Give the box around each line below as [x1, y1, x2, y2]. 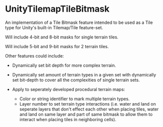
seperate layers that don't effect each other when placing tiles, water [19, 106, 159, 112]
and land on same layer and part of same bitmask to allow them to [19, 111, 153, 117]
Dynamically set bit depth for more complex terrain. [12, 62, 116, 68]
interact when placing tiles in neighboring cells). [19, 116, 116, 122]
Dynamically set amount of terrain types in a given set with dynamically [12, 72, 157, 77]
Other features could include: [5, 53, 64, 59]
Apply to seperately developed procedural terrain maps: [12, 86, 125, 92]
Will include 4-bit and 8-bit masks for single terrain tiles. [5, 34, 118, 40]
